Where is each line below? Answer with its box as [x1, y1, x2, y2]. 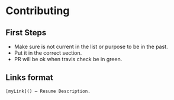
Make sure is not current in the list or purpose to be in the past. [14, 43, 168, 50]
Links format [5, 72, 54, 83]
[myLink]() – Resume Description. [5, 88, 91, 94]
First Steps [5, 28, 47, 38]
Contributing [5, 4, 70, 18]
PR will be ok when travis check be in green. [14, 56, 123, 62]
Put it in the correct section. [14, 49, 82, 56]
